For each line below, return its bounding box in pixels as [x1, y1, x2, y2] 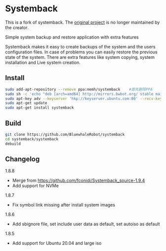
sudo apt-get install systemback [5, 105, 74, 110]
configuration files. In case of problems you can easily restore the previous [5, 49, 158, 55]
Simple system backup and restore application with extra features [5, 34, 139, 40]
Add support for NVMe [12, 183, 59, 189]
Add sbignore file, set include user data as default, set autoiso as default [12, 221, 160, 227]
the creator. [5, 24, 29, 30]
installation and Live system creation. [5, 59, 81, 65]
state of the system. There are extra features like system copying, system [5, 54, 155, 60]
